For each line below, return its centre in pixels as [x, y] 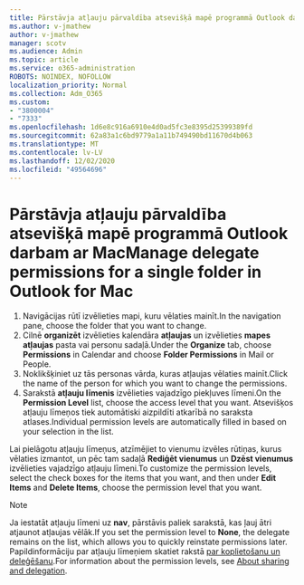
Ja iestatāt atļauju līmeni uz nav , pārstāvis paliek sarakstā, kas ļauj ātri [141, 523]
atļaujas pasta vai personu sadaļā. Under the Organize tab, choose [147, 345]
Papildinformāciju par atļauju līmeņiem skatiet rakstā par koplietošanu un [145, 551]
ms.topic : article [44, 60]
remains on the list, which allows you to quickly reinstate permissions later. [148, 542]
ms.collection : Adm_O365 [56, 93]
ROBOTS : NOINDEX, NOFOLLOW [60, 77]
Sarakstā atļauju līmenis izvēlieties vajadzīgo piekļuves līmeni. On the [152, 393]
